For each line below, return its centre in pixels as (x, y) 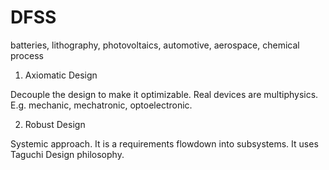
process (27, 55)
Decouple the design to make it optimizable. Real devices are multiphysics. (164, 94)
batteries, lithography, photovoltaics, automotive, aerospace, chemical (155, 45)
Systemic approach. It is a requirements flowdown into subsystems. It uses (164, 143)
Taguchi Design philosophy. (67, 154)
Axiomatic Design (61, 75)
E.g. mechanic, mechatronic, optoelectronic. (101, 105)
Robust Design (55, 124)
